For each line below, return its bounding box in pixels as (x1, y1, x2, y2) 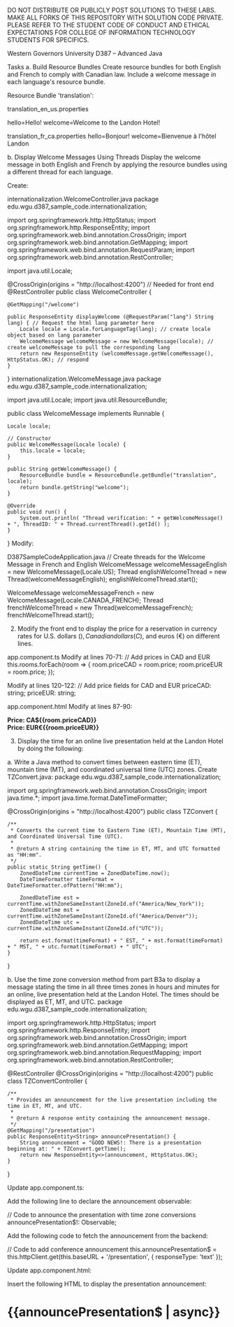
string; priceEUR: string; (7, 689, 76, 697)
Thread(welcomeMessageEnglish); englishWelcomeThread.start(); (7, 575, 198, 583)
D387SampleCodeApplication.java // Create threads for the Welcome (7, 553, 206, 561)
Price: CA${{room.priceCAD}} (7, 716, 97, 724)
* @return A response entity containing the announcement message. (10, 1115, 211, 1122)
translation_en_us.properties (7, 105, 89, 113)
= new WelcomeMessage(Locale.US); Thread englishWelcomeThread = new (7, 568, 227, 576)
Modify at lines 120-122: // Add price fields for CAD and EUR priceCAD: (7, 682, 212, 689)
